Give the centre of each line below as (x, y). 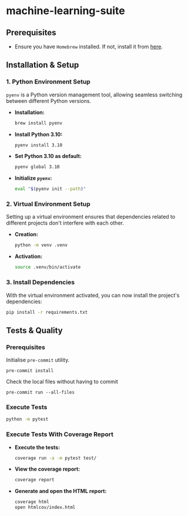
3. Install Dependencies (41, 282)
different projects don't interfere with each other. (65, 223)
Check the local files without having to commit (62, 382)
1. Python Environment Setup (48, 82)
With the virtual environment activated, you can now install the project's (93, 295)
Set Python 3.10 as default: (48, 156)
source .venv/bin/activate (48, 267)
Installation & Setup (43, 65)
